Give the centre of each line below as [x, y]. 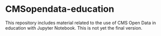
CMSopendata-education [60, 9]
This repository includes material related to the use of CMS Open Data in [81, 23]
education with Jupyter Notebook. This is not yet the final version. [74, 28]
